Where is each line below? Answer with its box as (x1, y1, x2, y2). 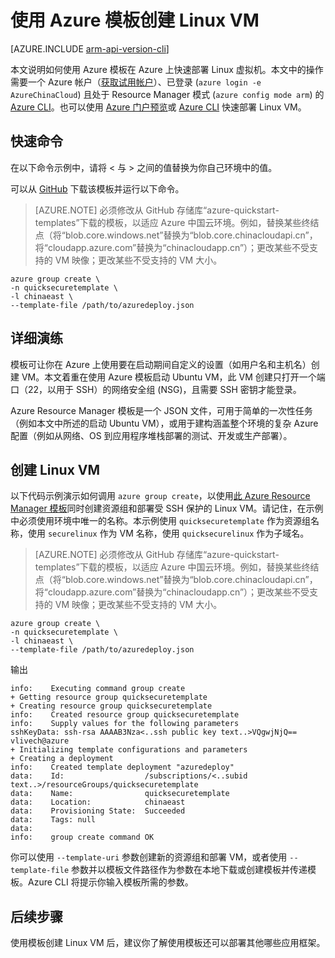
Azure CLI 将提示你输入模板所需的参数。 (27, 876, 194, 888)
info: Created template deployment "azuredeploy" (10, 762, 235, 773)
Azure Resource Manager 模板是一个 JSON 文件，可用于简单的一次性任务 (10, 404, 313, 416)
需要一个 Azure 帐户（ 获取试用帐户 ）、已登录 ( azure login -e (10, 76, 262, 88)
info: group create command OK (10, 832, 155, 843)
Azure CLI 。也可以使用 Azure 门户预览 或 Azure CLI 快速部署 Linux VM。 (10, 101, 307, 113)
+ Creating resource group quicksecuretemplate (10, 701, 213, 711)
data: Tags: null (10, 815, 97, 825)
